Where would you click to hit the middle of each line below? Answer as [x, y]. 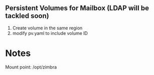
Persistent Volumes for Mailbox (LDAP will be [77, 8]
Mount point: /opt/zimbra [31, 67]
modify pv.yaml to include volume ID [50, 33]
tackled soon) [27, 16]
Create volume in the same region [47, 28]
